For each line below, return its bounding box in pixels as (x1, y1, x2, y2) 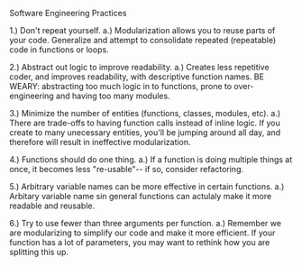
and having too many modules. (55, 90, 170, 101)
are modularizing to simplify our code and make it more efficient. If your (9, 227, 276, 238)
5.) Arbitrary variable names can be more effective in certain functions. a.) (9, 181, 285, 192)
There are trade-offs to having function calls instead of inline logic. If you (9, 117, 281, 128)
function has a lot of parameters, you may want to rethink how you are (9, 237, 270, 247)
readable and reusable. (9, 200, 96, 211)
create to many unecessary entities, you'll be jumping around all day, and (9, 127, 281, 138)
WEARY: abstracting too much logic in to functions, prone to (9, 81, 233, 91)
